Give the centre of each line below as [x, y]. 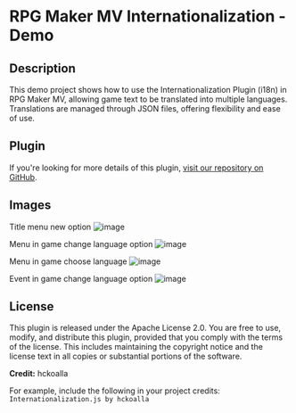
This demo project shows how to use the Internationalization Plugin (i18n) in [148, 90]
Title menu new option [50, 227]
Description [42, 68]
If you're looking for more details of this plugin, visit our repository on [136, 168]
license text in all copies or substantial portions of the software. [126, 356]
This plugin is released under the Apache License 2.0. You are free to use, [145, 328]
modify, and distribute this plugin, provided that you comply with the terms [146, 337]
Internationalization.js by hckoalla [79, 400]
